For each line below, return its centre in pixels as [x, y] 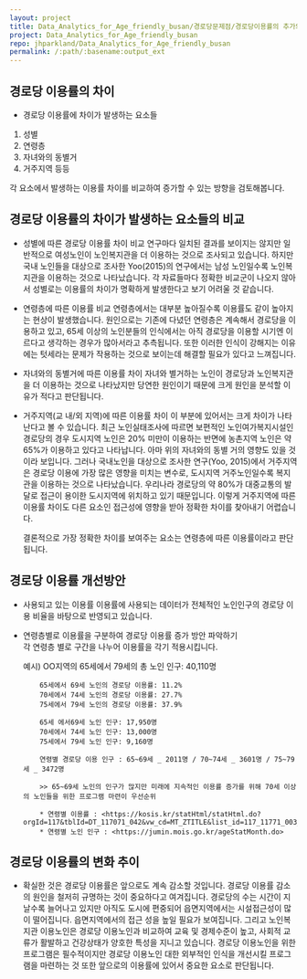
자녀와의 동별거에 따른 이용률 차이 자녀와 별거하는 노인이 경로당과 [138, 373]
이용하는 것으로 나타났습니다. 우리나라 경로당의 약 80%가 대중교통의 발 [166, 484]
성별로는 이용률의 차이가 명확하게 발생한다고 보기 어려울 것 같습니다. [153, 289]
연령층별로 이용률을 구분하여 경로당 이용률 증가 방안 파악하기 [130, 635]
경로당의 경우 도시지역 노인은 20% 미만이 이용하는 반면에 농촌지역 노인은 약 [157, 438]
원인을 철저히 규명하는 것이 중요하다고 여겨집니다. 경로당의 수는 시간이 [157, 897]
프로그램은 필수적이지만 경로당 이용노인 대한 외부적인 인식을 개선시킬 [145, 954]
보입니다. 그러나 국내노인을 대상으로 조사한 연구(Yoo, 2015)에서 [153, 461]
